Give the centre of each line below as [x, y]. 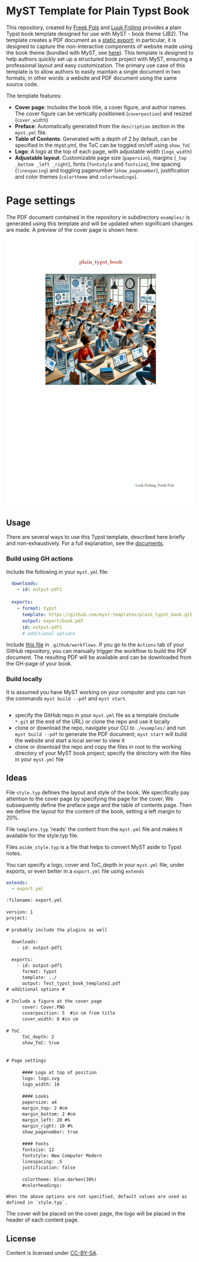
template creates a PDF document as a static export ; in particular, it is [91, 40]
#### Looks [35, 1097]
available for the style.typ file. [42, 835]
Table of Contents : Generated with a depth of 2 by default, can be [96, 138]
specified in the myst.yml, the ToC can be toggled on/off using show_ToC [102, 145]
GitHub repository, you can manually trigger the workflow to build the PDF [97, 651]
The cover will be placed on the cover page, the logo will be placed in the [96, 1214]
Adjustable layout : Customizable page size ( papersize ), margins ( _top [101, 157]
